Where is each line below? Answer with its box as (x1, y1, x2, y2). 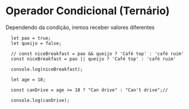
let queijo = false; (11, 40, 62, 46)
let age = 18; (11, 76, 46, 82)
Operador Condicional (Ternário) (5, 4, 170, 18)
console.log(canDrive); (11, 97, 70, 103)
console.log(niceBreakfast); (11, 66, 83, 72)
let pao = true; (11, 35, 51, 41)
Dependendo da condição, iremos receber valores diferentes (5, 24, 155, 31)
